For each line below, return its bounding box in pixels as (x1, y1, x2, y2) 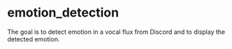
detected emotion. (7, 35, 60, 43)
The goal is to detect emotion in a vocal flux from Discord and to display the (7, 28, 226, 36)
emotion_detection (7, 5, 119, 21)
